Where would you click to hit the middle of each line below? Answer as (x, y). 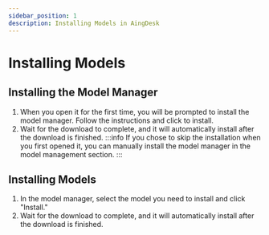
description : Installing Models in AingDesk (84, 23)
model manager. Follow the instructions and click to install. (117, 120)
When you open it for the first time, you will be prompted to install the (134, 111)
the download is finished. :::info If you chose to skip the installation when (140, 137)
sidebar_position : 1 (43, 16)
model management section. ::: (71, 154)
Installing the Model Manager (83, 93)
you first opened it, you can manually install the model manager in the (135, 146)
